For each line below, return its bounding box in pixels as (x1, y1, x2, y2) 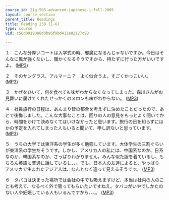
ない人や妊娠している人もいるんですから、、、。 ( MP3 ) (5, 189, 115, 195)
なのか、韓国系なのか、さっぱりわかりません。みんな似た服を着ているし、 (5, 154, 160, 159)
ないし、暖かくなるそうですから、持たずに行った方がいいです (36, 56, 164, 62)
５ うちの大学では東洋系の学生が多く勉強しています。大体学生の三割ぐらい (5, 141, 164, 147)
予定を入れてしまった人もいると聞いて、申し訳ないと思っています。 (14, 125, 154, 131)
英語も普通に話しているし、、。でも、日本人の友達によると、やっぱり (18, 160, 160, 166)
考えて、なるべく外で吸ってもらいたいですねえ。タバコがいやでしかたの (14, 183, 163, 189)
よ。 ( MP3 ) (5, 62, 29, 68)
